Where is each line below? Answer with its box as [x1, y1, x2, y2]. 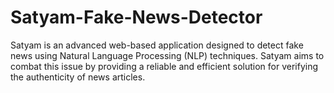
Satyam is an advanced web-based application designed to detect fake [10, 39, 304, 51]
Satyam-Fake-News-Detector [10, 6, 263, 29]
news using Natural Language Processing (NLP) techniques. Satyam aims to [10, 49, 325, 61]
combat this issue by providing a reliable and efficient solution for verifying [10, 60, 319, 72]
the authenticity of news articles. [10, 71, 146, 83]
